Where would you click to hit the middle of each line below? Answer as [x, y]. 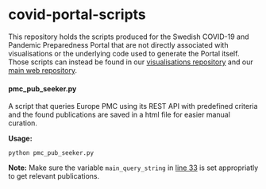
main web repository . [43, 70]
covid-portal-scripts [77, 15]
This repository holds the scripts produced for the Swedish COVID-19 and [129, 37]
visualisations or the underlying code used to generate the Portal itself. [124, 53]
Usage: [21, 139]
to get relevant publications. [54, 176]
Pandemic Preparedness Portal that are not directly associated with [118, 44]
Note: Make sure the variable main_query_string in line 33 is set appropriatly [133, 168]
